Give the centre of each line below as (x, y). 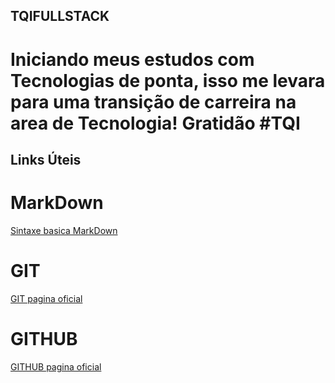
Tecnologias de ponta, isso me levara (168, 80)
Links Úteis (46, 159)
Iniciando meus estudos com (132, 59)
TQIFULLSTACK (60, 16)
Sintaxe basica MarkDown (64, 230)
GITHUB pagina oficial (56, 366)
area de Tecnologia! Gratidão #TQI (155, 123)
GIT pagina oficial (46, 298)
